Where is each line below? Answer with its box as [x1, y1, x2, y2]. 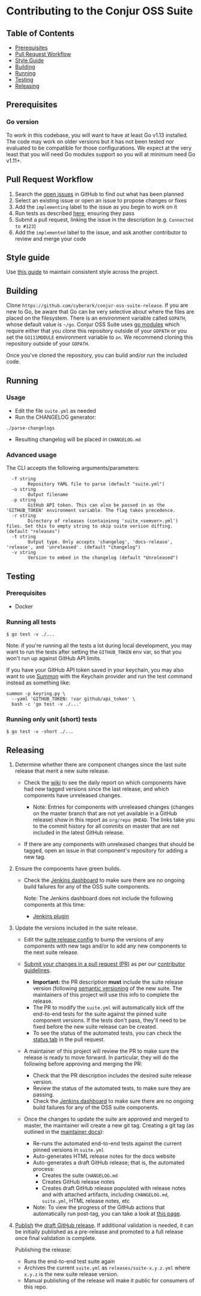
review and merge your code [14, 235, 86, 242]
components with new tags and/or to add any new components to [23, 942, 187, 950]
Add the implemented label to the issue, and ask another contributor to [14, 228, 187, 236]
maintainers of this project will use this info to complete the [32, 991, 179, 999]
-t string [11, 534, 36, 540]
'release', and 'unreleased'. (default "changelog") [6, 544, 141, 550]
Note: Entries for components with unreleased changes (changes [32, 803, 194, 811]
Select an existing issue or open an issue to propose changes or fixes [14, 196, 187, 204]
